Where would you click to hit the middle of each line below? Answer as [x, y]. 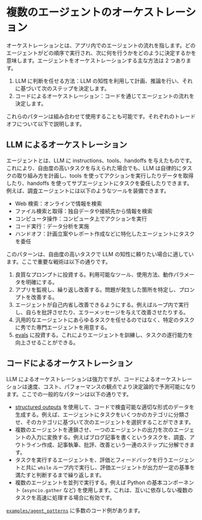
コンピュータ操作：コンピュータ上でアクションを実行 [81, 219]
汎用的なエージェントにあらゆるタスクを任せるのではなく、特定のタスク [105, 319]
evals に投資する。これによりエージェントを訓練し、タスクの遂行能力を [104, 335]
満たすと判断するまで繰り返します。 [60, 475]
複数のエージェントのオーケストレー [96, 12]
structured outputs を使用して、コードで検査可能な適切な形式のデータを [105, 407]
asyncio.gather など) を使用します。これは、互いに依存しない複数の [108, 490]
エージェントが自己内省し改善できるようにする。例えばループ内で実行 [102, 304]
